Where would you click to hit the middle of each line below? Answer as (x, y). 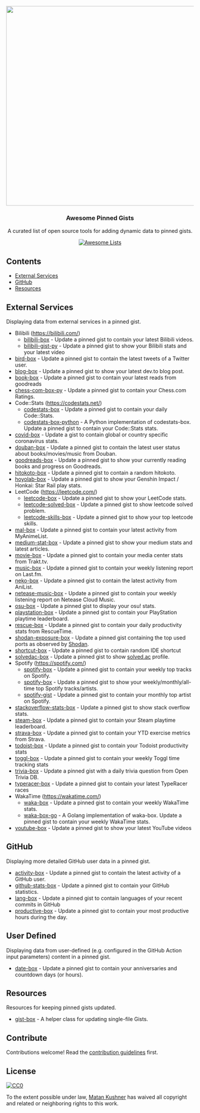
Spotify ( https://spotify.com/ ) (50, 663)
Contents (24, 261)
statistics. (26, 891)
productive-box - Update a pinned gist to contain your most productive (102, 911)
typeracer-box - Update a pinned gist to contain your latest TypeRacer (101, 783)
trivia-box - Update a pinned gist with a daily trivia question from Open (101, 771)
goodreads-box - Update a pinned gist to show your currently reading (100, 460)
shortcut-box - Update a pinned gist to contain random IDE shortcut (98, 650)
